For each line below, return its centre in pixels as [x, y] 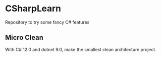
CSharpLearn [33, 9]
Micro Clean [24, 38]
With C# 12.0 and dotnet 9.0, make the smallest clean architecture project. [81, 49]
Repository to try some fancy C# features [47, 22]
